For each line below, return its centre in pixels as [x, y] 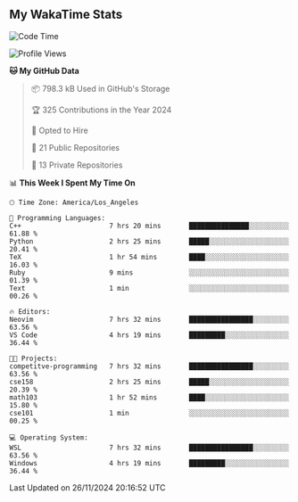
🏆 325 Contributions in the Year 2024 [101, 110]
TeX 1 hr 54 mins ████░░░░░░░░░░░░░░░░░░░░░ [149, 257]
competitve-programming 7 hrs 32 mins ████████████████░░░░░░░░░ [149, 366]
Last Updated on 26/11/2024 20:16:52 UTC [88, 487]
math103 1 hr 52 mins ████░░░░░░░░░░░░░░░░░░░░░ [149, 397]
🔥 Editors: [30, 311]
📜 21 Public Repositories [75, 147]
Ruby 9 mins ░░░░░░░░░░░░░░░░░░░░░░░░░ [149, 272]
